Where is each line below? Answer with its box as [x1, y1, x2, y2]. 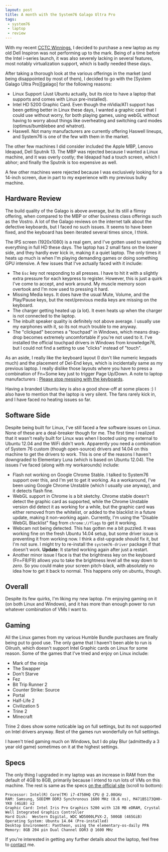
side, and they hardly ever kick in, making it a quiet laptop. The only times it [5, 250, 161, 256]
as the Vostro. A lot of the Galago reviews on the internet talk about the [5, 218, 152, 224]
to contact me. [5, 841, 35, 848]
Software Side [5, 411, 50, 420]
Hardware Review [5, 194, 62, 203]
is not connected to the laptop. [12, 313, 76, 319]
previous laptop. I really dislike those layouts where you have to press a [5, 365, 152, 371]
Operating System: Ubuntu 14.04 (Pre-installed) [5, 819, 109, 824]
